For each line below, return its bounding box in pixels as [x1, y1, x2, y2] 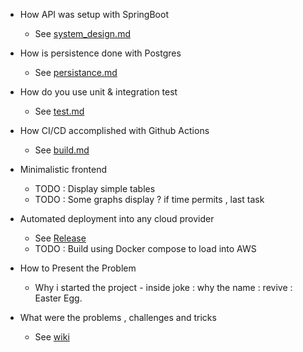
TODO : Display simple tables [34, 183, 156, 194]
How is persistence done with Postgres [19, 47, 182, 59]
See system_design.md [34, 28, 131, 39]
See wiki [34, 331, 70, 343]
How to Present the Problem [19, 262, 137, 274]
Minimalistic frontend [19, 164, 108, 175]
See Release [34, 232, 87, 244]
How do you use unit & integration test [19, 86, 178, 98]
